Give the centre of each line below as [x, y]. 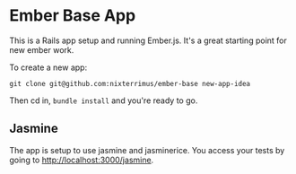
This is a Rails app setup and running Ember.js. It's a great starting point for [148, 40]
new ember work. [42, 49]
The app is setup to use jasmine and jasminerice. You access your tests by [147, 150]
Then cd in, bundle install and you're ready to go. [104, 100]
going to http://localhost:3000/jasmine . [82, 160]
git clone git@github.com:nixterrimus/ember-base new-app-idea [130, 83]
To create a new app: [48, 67]
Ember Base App [73, 16]
